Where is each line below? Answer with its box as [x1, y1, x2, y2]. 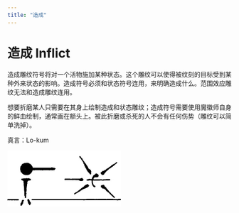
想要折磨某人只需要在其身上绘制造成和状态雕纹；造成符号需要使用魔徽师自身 [7, 103, 232, 111]
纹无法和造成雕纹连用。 [7, 87, 76, 96]
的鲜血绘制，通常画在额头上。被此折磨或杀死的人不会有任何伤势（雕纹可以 [7, 111, 225, 120]
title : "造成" [7, 11, 48, 18]
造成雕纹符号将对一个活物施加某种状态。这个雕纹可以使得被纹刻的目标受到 [7, 70, 225, 78]
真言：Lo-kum [7, 136, 49, 144]
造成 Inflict [7, 45, 70, 61]
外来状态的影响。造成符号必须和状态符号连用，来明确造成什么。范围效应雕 [13, 79, 232, 87]
